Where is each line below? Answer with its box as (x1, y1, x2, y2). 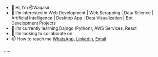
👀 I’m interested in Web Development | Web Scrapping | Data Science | (11, 10, 154, 16)
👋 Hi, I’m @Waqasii (11, 5, 49, 10)
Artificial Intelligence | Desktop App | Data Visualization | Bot (11, 15, 133, 20)
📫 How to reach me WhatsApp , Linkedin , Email (11, 36, 106, 41)
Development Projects (11, 20, 56, 26)
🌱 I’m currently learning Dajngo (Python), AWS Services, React (11, 25, 137, 31)
